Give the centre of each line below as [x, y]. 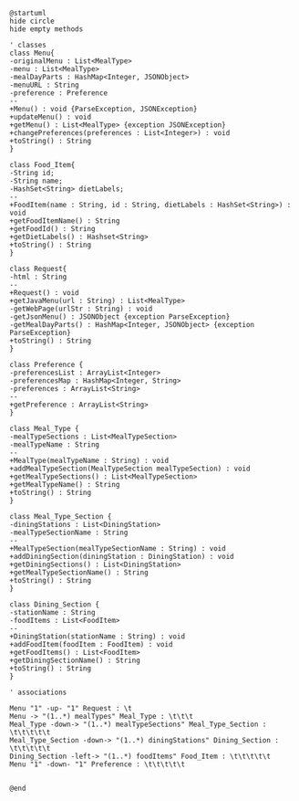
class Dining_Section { [55, 605]
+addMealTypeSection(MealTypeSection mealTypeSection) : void [130, 469]
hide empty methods [46, 29]
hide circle [32, 21]
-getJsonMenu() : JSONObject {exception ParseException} [120, 317]
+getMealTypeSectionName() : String [79, 573]
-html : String [38, 277]
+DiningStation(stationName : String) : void [97, 637]
